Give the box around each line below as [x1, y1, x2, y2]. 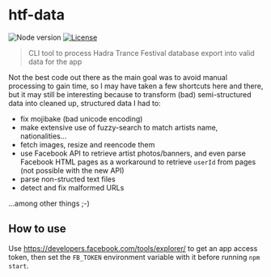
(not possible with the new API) [19, 165, 125, 175]
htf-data [8, 6, 66, 24]
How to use [8, 222, 66, 236]
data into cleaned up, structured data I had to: [8, 98, 161, 108]
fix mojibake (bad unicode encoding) [19, 113, 143, 123]
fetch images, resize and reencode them [19, 139, 155, 149]
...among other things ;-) [8, 198, 91, 208]
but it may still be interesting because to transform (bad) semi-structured [8, 89, 252, 99]
